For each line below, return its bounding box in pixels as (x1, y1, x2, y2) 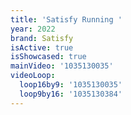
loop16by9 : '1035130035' (19, 80, 123, 90)
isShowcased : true (10, 52, 87, 62)
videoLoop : (10, 71, 56, 81)
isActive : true (10, 42, 74, 53)
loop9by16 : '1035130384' (19, 89, 123, 99)
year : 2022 (10, 24, 56, 34)
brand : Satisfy (10, 33, 74, 43)
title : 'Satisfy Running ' (10, 14, 123, 25)
